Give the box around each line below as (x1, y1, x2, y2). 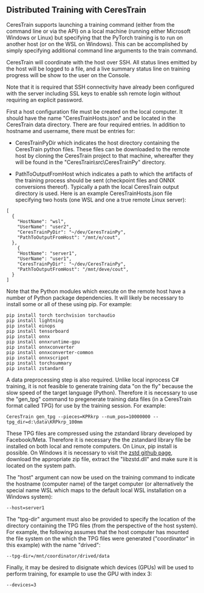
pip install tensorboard (6, 328, 69, 334)
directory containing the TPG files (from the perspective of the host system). (6, 522, 198, 529)
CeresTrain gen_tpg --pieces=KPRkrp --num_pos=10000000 (6, 413, 151, 420)
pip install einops (6, 323, 56, 329)
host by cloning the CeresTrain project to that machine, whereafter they (15, 152, 194, 159)
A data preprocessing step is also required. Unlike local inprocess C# (6, 376, 179, 383)
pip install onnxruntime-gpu (6, 338, 80, 345)
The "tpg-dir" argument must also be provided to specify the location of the (6, 515, 196, 523)
